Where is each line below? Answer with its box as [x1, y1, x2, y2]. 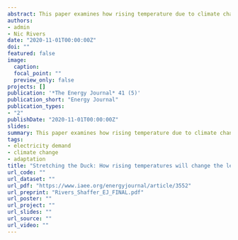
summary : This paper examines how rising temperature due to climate [7, 129, 217, 136]
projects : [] [7, 83, 46, 90]
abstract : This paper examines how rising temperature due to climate [7, 10, 220, 18]
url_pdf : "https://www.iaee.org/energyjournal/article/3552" [7, 182, 192, 189]
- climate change [7, 149, 59, 156]
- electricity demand [7, 143, 72, 150]
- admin [7, 23, 30, 31]
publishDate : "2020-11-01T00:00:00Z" [7, 116, 119, 123]
